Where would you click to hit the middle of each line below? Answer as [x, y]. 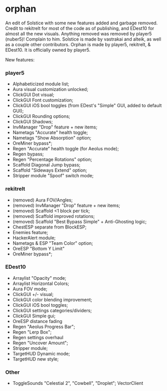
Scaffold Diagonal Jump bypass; [47, 165]
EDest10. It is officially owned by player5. [48, 50]
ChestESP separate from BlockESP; [50, 227]
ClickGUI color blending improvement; [52, 300]
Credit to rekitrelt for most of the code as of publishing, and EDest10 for [80, 28]
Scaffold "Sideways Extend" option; [50, 170]
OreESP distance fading [37, 321]
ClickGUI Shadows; [33, 122]
